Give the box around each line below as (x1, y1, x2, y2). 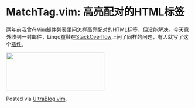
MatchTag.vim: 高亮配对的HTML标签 (6, 5, 185, 19)
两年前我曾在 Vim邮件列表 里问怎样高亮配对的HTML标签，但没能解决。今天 (6, 26, 184, 33)
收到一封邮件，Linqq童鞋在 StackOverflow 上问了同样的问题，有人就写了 (11, 33, 184, 40)
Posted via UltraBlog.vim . (6, 95, 67, 102)
